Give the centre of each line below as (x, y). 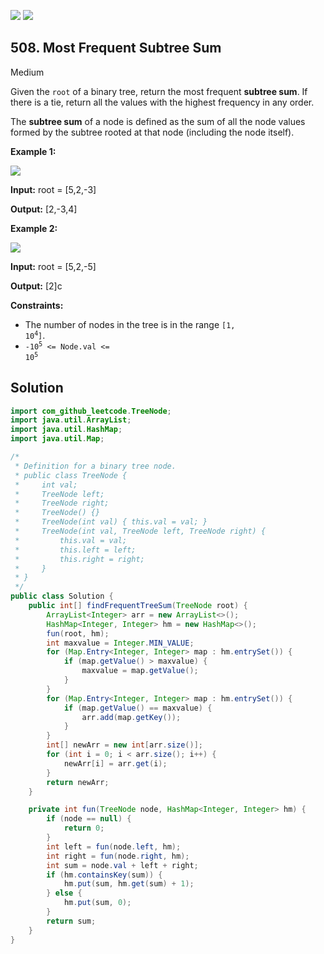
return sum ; (71, 921)
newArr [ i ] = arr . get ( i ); (115, 763)
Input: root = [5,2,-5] (53, 266)
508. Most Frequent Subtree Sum (116, 48)
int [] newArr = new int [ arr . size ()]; (124, 745)
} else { (64, 893)
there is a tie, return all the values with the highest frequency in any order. (162, 102)
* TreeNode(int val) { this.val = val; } (111, 522)
